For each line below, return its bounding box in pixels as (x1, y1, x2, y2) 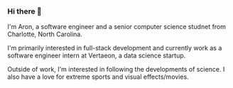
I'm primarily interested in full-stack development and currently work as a (7, 44, 222, 53)
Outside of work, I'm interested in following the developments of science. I (7, 65, 225, 74)
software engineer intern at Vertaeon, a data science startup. (7, 51, 186, 60)
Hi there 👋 (7, 6, 43, 16)
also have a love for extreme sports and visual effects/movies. (7, 72, 190, 81)
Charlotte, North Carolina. (7, 30, 83, 38)
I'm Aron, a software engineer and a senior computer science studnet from (7, 23, 226, 31)
